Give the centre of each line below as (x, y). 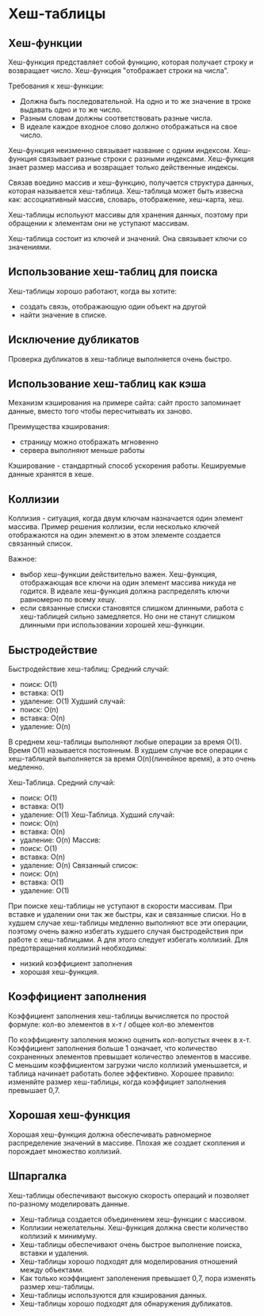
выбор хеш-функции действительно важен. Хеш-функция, (119, 574)
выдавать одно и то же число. (71, 109)
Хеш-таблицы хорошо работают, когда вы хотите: (92, 291)
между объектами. (52, 1269)
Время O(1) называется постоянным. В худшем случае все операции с (128, 750)
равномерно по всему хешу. (68, 600)
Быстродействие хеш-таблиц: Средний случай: (88, 669)
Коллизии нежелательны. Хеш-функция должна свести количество (134, 1227)
